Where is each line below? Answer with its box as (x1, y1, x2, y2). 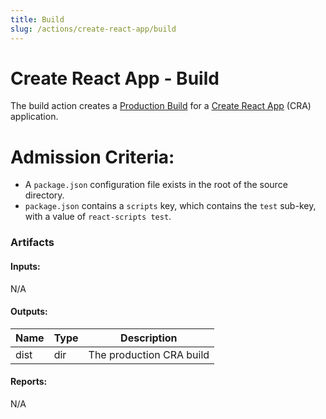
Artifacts (10, 236, 55, 250)
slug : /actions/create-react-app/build (10, 24, 177, 34)
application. (10, 111, 59, 123)
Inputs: (10, 260, 41, 272)
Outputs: (10, 306, 48, 318)
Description (120, 331, 178, 345)
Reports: (10, 376, 48, 388)
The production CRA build (88, 347, 210, 361)
